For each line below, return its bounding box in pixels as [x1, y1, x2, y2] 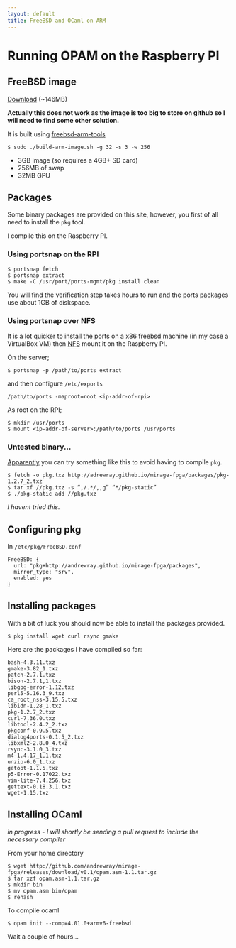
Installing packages [7, 600, 96, 612]
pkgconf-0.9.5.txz [7, 727, 62, 734]
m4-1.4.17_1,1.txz [7, 752, 62, 759]
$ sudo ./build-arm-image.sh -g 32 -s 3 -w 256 [7, 143, 151, 151]
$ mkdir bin [7, 881, 43, 888]
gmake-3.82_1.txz [7, 665, 59, 672]
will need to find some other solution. [7, 116, 119, 124]
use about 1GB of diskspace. [7, 298, 91, 306]
